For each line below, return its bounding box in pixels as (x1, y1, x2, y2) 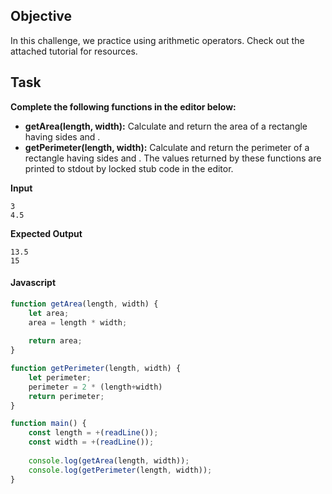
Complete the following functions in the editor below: (10, 100, 237, 113)
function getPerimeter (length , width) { (10, 364, 182, 374)
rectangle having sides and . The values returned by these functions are (24, 152, 322, 164)
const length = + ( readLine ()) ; (28, 428, 159, 438)
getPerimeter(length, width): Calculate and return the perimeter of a (24, 141, 310, 153)
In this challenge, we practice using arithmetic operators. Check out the (10, 34, 305, 46)
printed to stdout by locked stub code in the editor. (24, 162, 234, 174)
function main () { (10, 419, 87, 429)
